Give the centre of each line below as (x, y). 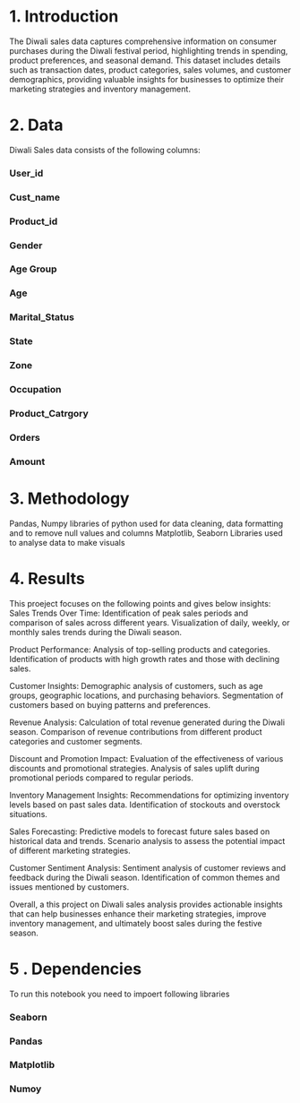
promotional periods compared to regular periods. (102, 778)
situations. (28, 814)
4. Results (47, 578)
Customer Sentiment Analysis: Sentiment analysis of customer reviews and (148, 867)
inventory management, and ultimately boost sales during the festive (136, 923)
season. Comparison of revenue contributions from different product (136, 731)
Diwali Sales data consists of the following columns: (105, 150)
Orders (25, 437)
